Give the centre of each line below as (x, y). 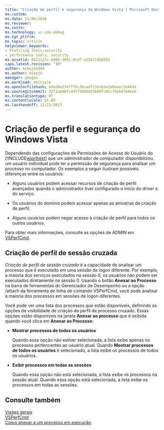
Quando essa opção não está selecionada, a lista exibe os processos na (85, 374)
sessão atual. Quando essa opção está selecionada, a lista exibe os (80, 380)
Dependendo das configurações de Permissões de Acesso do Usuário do (79, 153)
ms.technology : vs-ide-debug (35, 32)
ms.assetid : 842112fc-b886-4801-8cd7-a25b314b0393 (58, 60)
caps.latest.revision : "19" (34, 64)
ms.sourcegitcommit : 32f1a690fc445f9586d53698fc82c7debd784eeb (71, 91)
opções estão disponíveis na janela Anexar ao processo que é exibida (76, 316)
